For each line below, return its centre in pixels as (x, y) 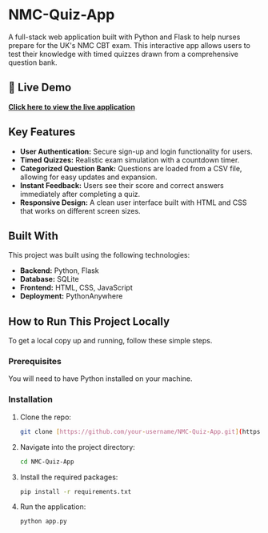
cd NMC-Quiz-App (47, 462)
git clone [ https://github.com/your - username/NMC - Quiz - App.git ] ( (131, 431)
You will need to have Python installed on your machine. (100, 379)
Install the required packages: (69, 477)
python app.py (43, 522)
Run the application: (53, 507)
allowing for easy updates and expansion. (88, 177)
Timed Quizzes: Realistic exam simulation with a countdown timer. (130, 160)
